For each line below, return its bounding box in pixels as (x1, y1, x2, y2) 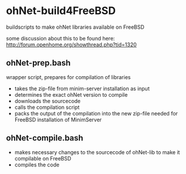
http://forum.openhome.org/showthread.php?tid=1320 (6, 41, 137, 48)
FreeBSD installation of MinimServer (14, 116, 102, 123)
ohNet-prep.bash (6, 58, 71, 68)
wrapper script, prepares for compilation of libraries (6, 73, 131, 80)
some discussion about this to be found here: (6, 35, 115, 42)
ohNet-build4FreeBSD (6, 4, 116, 18)
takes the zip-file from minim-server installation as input (14, 85, 150, 92)
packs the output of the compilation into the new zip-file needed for (14, 110, 178, 117)
